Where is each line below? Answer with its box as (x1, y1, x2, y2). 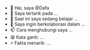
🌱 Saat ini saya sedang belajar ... (10, 16, 79, 21)
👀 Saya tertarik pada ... (10, 10, 58, 16)
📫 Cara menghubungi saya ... (10, 27, 73, 33)
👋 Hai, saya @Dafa (10, 5, 49, 11)
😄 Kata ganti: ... (10, 34, 44, 40)
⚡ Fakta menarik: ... (10, 40, 51, 46)
